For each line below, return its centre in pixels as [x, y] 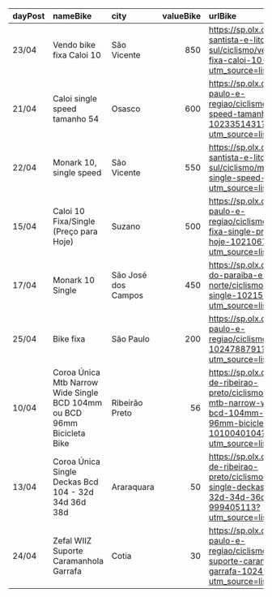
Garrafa [67, 571]
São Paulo [130, 339]
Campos [127, 295]
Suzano [126, 226]
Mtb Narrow [75, 382]
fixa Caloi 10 [76, 55]
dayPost [29, 16]
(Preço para [75, 232]
